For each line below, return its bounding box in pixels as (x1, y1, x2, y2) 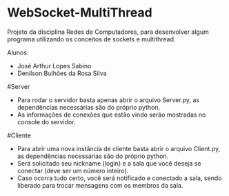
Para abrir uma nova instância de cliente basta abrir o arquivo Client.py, (17, 144, 221, 153)
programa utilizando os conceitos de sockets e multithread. (7, 35, 176, 43)
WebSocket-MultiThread (7, 5, 153, 21)
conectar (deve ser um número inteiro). (17, 166, 129, 175)
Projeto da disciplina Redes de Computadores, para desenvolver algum (7, 28, 209, 36)
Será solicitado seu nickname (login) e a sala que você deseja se (17, 159, 201, 167)
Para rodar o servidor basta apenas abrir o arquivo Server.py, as (17, 95, 200, 104)
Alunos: (7, 48, 29, 57)
